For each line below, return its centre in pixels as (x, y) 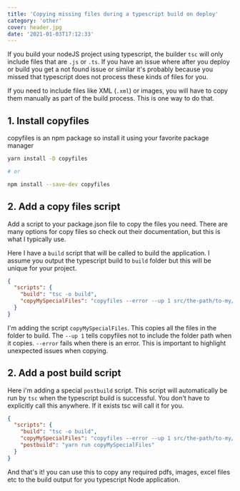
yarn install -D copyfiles (47, 159)
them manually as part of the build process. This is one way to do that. (111, 98)
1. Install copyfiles (48, 121)
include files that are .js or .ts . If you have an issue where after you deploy (119, 62)
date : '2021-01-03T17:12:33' (51, 34)
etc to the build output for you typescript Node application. (94, 480)
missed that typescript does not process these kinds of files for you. (108, 77)
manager (21, 146)
